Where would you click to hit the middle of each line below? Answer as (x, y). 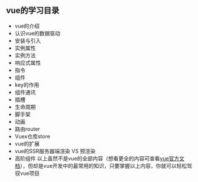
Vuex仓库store (32, 136)
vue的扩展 (27, 144)
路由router (27, 129)
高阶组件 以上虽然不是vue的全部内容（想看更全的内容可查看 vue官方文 (100, 158)
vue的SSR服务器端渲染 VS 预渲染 (55, 151)
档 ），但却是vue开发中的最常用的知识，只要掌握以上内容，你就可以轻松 (101, 166)
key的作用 (27, 85)
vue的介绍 (27, 26)
